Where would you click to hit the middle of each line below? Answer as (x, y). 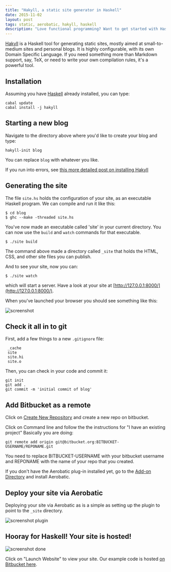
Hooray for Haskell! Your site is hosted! (68, 536)
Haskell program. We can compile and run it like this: (60, 203)
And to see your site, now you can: (42, 266)
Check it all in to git (36, 326)
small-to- (154, 43)
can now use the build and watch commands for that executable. (73, 232)
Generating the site (36, 186)
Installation (23, 82)
